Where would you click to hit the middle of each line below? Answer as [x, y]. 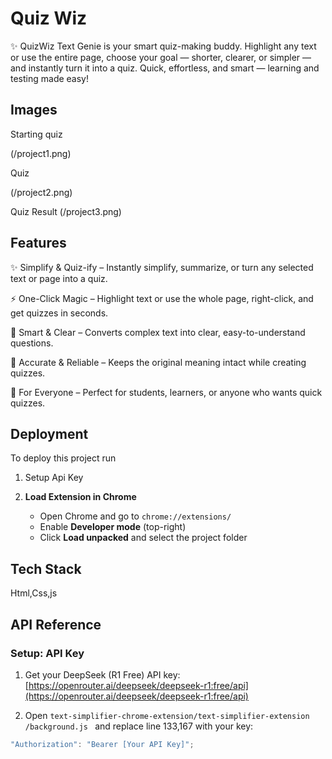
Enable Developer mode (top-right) [113, 527]
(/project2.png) [41, 192]
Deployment [49, 433]
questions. [32, 343]
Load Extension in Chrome [80, 497]
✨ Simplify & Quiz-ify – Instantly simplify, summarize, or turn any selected [162, 267]
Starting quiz [36, 134]
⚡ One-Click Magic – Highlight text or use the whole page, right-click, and [162, 298]
